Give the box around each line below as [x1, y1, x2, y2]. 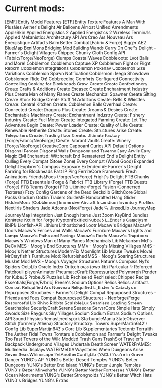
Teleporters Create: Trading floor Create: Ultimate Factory [5, 132, 120, 138]
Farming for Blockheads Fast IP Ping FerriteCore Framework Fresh [5, 169, 137, 174]
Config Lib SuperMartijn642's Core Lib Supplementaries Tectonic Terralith [5, 326, 153, 332]
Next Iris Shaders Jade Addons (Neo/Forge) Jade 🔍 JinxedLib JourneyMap [5, 205, 156, 211]
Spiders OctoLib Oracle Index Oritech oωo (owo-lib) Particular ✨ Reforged [5, 263, 153, 270]
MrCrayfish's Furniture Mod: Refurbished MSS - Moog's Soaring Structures [5, 253, 155, 259]
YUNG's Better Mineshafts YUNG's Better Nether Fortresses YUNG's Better [5, 367, 155, 373]
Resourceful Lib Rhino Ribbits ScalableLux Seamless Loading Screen [5, 300, 142, 306]
